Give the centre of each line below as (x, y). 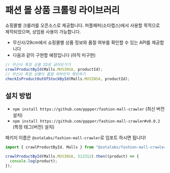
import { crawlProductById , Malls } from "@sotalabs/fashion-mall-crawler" (87, 147)
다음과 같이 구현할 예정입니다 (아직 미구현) (54, 55)
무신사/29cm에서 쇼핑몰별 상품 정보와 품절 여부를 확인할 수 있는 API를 (81, 42)
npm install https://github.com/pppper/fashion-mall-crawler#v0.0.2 (86, 121)
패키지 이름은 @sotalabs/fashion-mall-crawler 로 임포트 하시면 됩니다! (76, 138)
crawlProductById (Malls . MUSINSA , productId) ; (54, 69)
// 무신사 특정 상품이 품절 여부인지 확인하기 (46, 74)
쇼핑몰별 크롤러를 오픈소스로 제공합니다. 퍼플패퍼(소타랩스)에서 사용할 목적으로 (83, 25)
